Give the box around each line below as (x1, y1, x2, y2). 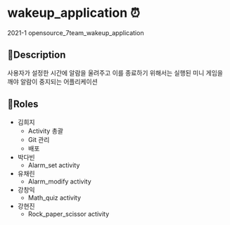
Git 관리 (27, 135, 50, 143)
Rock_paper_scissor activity (27, 210, 110, 218)
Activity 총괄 (27, 127, 63, 135)
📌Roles (7, 98, 39, 110)
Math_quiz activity (27, 193, 82, 202)
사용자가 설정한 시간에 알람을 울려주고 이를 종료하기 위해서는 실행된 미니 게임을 (7, 68, 224, 77)
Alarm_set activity (27, 160, 80, 169)
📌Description (7, 49, 66, 61)
